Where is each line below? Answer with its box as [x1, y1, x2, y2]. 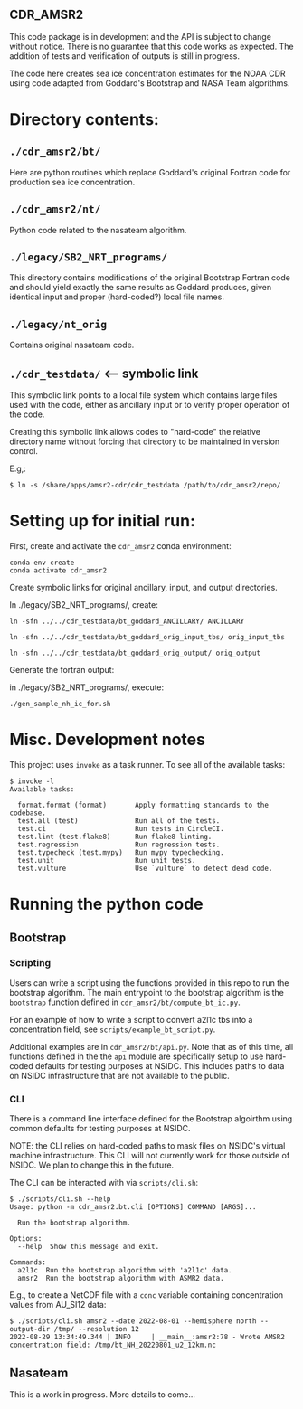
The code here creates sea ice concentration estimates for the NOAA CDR [9, 68, 287, 79]
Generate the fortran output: [9, 665, 115, 675]
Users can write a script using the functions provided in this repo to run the [9, 977, 289, 988]
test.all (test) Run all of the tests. [17, 816, 221, 826]
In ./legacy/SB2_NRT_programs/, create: [9, 600, 158, 610]
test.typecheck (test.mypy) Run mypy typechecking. [17, 847, 224, 857]
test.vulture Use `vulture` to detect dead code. [17, 864, 273, 873]
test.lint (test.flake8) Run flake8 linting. [17, 832, 213, 841]
